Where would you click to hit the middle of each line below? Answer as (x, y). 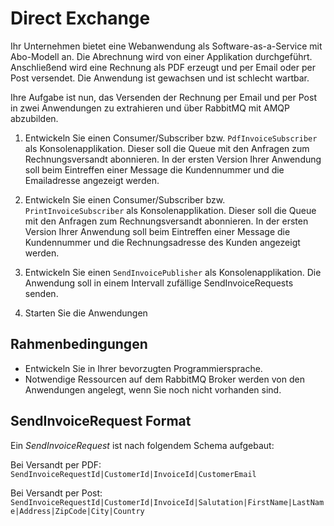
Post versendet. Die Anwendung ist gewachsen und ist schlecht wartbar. (160, 78)
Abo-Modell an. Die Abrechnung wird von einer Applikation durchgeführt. (161, 56)
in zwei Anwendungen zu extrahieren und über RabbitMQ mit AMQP (150, 108)
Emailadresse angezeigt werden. (92, 180)
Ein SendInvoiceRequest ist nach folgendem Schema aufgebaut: (142, 445)
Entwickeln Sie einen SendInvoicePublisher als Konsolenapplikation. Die (173, 272)
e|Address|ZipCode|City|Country (77, 511)
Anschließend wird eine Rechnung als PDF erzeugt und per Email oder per (163, 67)
